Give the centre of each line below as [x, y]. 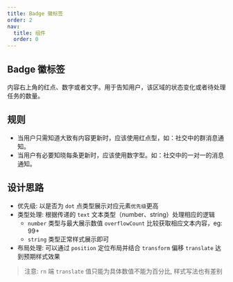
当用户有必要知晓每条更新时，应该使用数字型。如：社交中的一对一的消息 [120, 155]
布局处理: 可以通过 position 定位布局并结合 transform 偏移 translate [115, 247]
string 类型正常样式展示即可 [68, 239]
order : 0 [26, 39]
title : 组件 [30, 33]
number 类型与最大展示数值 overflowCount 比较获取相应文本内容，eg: [125, 223]
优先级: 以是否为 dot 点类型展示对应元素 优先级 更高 [88, 206]
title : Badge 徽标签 [35, 14]
